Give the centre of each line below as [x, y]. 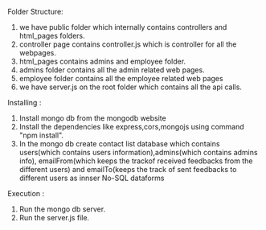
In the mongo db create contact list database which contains [119, 144]
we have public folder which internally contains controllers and [123, 27]
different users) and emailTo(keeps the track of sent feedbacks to [128, 169]
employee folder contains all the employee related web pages [121, 78]
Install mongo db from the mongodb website [92, 118]
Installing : [25, 103]
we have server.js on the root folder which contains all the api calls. [131, 87]
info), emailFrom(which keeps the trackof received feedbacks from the [136, 161]
